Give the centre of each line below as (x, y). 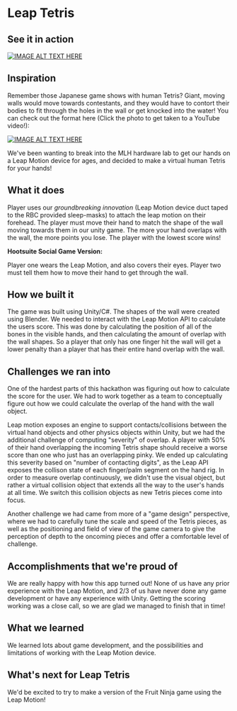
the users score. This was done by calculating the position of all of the (110, 326)
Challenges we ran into (59, 371)
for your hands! (30, 168)
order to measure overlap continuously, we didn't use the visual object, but (116, 478)
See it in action (41, 39)
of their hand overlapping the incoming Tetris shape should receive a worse (117, 448)
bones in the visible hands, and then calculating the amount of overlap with (117, 334)
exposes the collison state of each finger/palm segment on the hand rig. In (116, 470)
